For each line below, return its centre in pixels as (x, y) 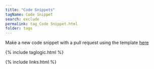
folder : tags (19, 28)
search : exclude (22, 19)
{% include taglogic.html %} (35, 52)
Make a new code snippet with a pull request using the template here (77, 42)
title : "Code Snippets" (30, 10)
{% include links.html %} (31, 62)
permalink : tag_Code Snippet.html (42, 24)
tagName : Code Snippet (29, 14)
